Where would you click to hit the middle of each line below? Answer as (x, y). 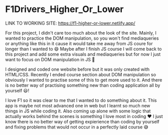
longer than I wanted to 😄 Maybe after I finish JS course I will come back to (83, 49)
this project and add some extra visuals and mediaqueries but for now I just (83, 54)
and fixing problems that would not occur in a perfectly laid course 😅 (77, 127)
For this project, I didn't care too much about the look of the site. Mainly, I (81, 33)
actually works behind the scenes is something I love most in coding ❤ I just (84, 116)
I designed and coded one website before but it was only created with (77, 69)
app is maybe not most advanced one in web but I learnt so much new (78, 105)
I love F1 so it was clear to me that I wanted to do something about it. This (81, 100)
